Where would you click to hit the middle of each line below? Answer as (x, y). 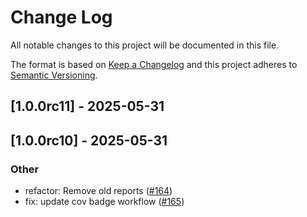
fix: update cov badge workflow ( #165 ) (104, 202)
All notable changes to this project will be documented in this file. (145, 45)
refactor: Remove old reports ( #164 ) (98, 191)
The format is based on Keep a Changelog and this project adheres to (154, 64)
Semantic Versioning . (54, 75)
